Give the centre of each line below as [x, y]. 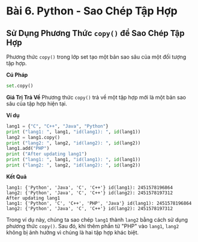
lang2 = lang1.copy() [33, 137]
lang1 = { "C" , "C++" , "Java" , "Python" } [58, 126]
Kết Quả [16, 176]
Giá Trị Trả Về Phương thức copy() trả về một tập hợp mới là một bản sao [96, 97]
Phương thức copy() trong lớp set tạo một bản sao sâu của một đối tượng [96, 57]
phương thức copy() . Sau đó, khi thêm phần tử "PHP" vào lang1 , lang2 [93, 226]
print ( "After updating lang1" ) [46, 154]
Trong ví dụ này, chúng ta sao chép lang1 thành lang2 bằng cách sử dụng [97, 219]
